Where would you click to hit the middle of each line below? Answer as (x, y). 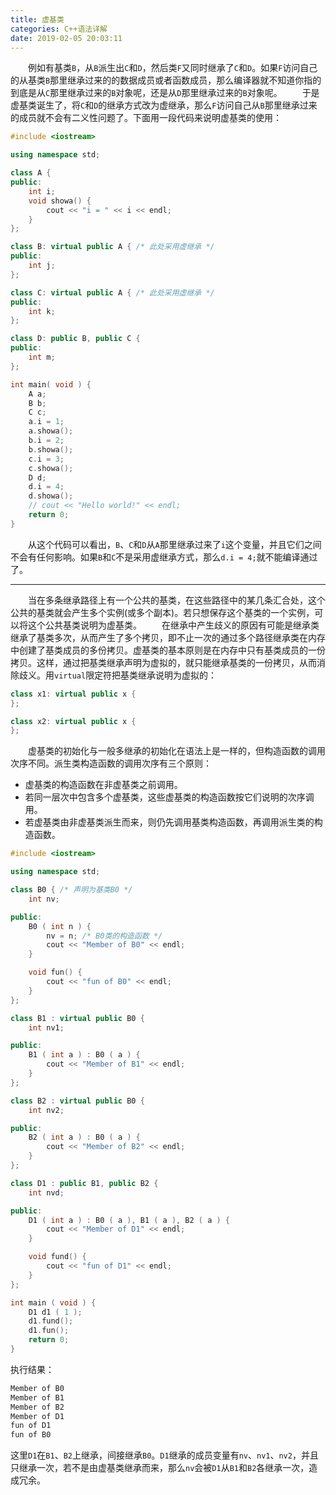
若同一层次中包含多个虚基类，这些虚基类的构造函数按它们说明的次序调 (169, 797)
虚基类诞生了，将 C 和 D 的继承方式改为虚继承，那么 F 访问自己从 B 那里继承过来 (164, 105)
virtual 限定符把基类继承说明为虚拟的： (136, 675)
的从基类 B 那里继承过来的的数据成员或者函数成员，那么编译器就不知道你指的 (166, 80)
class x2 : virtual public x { (73, 721)
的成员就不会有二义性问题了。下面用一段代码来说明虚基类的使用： (146, 118)
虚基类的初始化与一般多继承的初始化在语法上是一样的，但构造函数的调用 (177, 751)
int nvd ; (46, 1192)
